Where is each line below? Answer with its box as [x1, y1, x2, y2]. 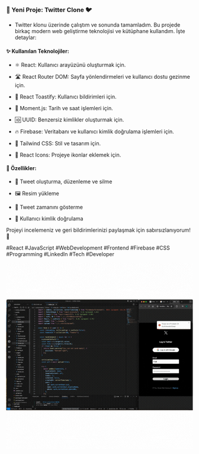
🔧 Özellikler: [6, 165, 37, 172]
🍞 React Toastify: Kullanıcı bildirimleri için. [14, 93, 117, 100]
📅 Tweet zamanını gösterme [14, 203, 83, 210]
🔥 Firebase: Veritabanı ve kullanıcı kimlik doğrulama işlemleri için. [14, 127, 174, 135]
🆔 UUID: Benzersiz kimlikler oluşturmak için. [14, 116, 124, 123]
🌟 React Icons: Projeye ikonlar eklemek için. [14, 151, 121, 158]
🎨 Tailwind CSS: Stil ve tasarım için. [14, 139, 101, 147]
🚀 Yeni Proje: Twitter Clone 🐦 [6, 5, 92, 14]
